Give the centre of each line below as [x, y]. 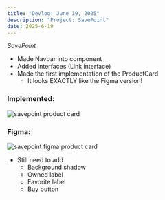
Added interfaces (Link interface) [64, 67]
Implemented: [31, 99]
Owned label [45, 174]
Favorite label [46, 181]
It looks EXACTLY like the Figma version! [85, 81]
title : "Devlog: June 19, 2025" [53, 13]
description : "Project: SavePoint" [58, 20]
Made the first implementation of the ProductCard [88, 74]
